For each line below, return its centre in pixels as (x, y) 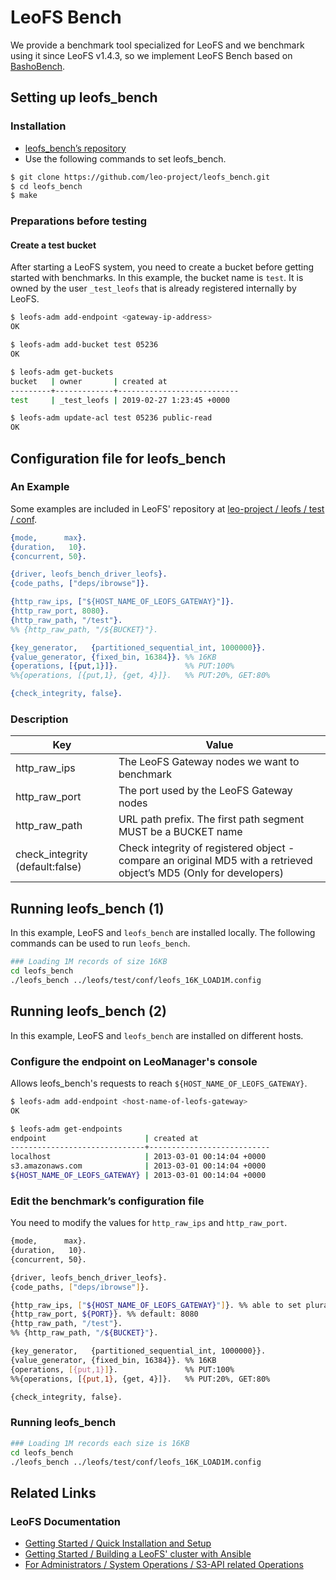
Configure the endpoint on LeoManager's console (134, 1061)
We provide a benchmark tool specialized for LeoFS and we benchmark (157, 45)
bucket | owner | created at (89, 381)
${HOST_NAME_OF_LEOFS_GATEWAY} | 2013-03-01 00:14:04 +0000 (138, 1176)
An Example (40, 487)
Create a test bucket (53, 245)
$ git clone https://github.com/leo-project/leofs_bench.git (140, 177)
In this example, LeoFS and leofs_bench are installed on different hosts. (157, 1035)
